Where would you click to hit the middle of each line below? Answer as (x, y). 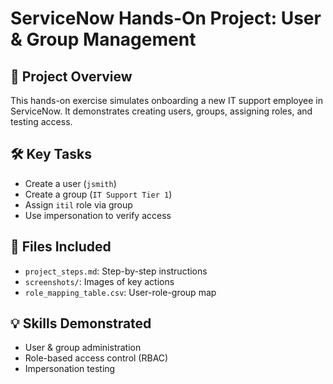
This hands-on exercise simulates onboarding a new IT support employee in (166, 100)
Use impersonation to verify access (98, 215)
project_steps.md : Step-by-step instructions (116, 271)
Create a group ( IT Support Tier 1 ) (98, 194)
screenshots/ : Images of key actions (99, 281)
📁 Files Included (61, 247)
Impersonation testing (70, 369)
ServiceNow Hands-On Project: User (166, 18)
